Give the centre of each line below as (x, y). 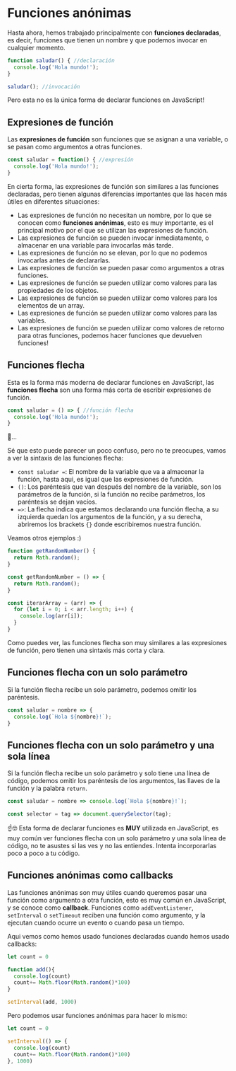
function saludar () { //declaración (61, 60)
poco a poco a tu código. (44, 853)
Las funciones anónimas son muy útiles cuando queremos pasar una (107, 892)
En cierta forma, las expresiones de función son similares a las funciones (113, 186)
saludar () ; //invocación (44, 86)
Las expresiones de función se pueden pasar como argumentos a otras (121, 267)
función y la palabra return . (48, 788)
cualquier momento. (36, 47)
